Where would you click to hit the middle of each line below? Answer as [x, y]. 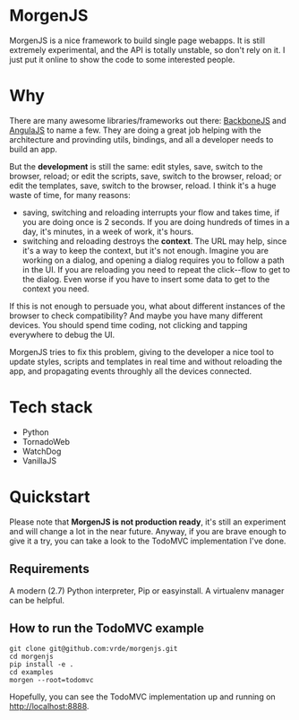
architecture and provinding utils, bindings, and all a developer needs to [141, 139]
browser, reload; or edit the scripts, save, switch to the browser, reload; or [145, 176]
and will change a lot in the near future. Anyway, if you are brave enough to [148, 531]
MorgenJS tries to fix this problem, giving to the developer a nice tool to [142, 351]
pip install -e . [42, 664]
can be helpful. [37, 600]
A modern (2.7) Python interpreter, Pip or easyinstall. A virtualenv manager [147, 590]
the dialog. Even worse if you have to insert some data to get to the [146, 279]
